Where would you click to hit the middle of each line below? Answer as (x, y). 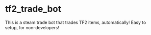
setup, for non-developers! (32, 27)
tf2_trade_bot (33, 9)
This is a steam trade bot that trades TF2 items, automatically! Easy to (75, 22)
